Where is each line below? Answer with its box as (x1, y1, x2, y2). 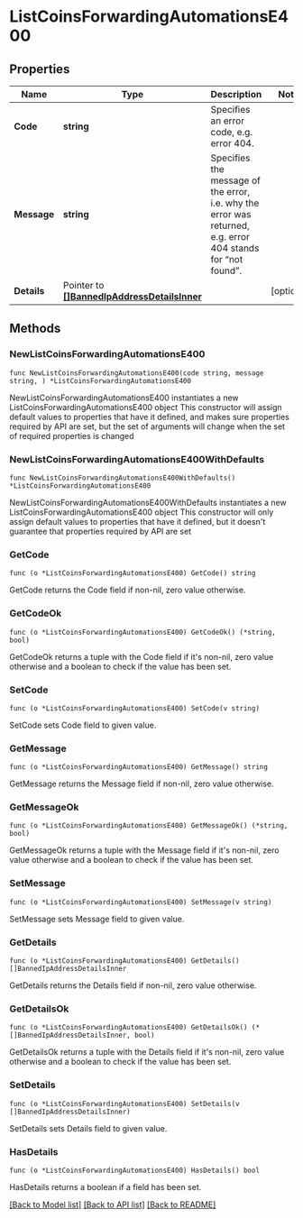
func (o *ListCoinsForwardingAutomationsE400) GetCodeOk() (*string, (9, 627, 277, 636)
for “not (210, 253, 243, 265)
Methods (9, 321, 61, 336)
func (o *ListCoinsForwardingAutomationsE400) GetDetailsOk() (9, 1023, 248, 1032)
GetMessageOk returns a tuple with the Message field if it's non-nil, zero (9, 845, 280, 856)
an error (210, 114, 245, 127)
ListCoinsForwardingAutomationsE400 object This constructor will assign (9, 401, 282, 412)
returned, (210, 219, 250, 232)
